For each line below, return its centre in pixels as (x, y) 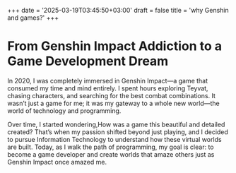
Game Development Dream (88, 61)
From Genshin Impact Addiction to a (115, 46)
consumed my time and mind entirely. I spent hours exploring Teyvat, (108, 88)
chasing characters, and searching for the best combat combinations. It (111, 95)
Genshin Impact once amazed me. (57, 162)
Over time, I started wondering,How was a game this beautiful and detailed (116, 124)
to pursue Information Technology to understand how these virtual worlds (114, 139)
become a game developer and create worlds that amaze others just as (111, 154)
